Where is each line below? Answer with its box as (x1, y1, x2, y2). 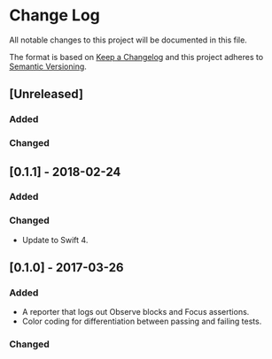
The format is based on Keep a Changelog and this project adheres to (9, 51, 264, 62)
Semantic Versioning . (9, 61, 87, 72)
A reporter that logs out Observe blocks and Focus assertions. (21, 307, 250, 317)
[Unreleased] (9, 87, 84, 102)
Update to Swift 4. (21, 234, 89, 245)
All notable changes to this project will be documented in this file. (9, 34, 248, 45)
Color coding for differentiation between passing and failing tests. (21, 316, 262, 327)
